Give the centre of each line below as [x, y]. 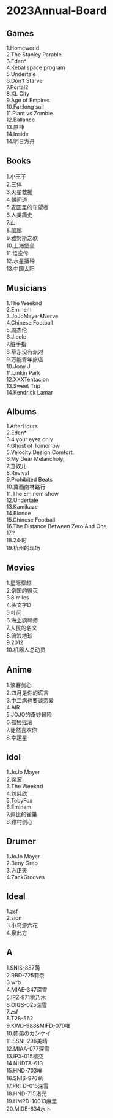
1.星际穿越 [19, 583]
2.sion [14, 917]
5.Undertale [21, 74]
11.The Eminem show [33, 494]
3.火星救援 [20, 191]
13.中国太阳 [21, 268]
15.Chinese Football [31, 520]
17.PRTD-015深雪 [27, 1086]
